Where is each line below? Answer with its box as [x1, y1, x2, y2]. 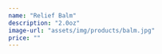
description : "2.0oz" [8, 19, 81, 27]
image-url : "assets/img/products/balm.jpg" [8, 26, 156, 34]
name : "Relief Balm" [8, 11, 77, 20]
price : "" [8, 33, 41, 42]
